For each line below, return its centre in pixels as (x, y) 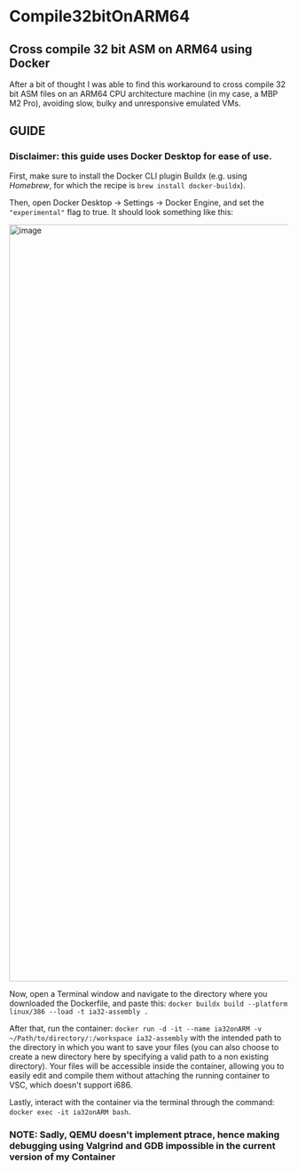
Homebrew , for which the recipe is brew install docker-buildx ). (127, 185)
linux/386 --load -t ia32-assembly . (79, 1012)
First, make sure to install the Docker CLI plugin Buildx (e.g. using (128, 176)
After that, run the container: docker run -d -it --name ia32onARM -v (136, 1028)
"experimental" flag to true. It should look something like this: (121, 211)
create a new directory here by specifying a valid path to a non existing (139, 1056)
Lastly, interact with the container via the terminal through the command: (142, 1102)
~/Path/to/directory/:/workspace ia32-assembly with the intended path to (145, 1038)
